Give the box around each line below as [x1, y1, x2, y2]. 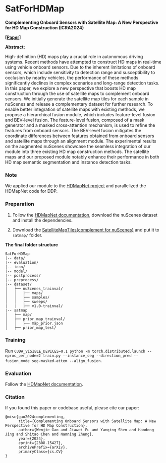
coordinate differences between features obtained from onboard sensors [5, 133, 155, 139]
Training [5, 336, 26, 343]
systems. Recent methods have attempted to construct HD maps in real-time [5, 59, 162, 65]
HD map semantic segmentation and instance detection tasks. [5, 159, 132, 165]
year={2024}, [18, 436, 46, 441]
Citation [5, 393, 25, 400]
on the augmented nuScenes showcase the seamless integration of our [5, 143, 151, 149]
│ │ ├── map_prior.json [5, 321, 63, 326]
